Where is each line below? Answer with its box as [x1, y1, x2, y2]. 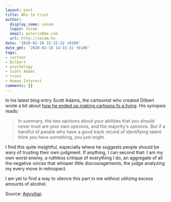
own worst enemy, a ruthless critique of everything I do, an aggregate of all [5, 155, 163, 161]
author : [5, 17, 22, 22]
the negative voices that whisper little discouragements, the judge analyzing [5, 160, 165, 166]
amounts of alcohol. [5, 181, 47, 187]
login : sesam [10, 26, 38, 32]
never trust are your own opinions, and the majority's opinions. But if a [17, 123, 165, 129]
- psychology [5, 64, 33, 69]
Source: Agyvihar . [5, 190, 43, 196]
